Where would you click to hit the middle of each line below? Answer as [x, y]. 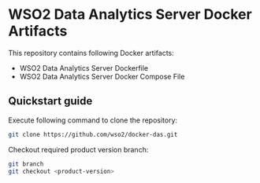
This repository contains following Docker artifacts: [91, 53]
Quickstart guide [50, 101]
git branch [26, 164]
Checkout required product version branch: [78, 149]
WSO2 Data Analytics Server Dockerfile [84, 68]
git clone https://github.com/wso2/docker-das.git [93, 134]
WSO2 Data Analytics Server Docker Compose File [102, 76]
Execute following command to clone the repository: [93, 120]
